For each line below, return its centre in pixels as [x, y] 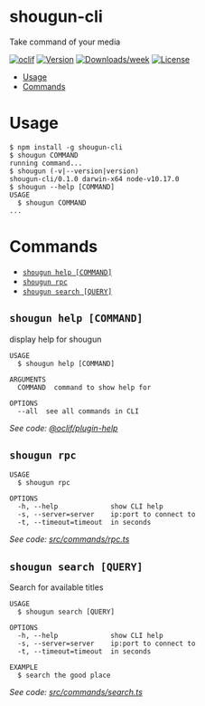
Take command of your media [65, 42]
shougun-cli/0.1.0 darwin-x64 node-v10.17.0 [94, 179]
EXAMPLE [24, 668]
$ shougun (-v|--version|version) [75, 171]
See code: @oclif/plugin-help [64, 428]
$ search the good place [64, 676]
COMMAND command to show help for [84, 387]
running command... [46, 163]
